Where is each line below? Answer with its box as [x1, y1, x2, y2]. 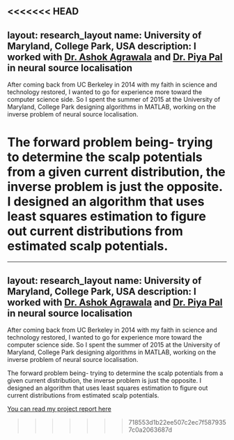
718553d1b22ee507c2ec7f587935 [128, 418, 226, 426]
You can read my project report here [7, 404, 111, 413]
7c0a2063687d [128, 425, 173, 434]
